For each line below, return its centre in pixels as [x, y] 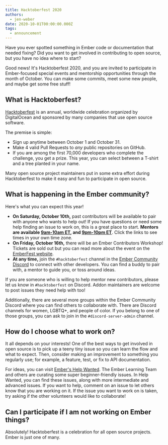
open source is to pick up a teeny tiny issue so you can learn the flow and [81, 349]
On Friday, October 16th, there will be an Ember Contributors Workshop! [88, 243]
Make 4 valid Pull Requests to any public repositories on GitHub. [79, 147]
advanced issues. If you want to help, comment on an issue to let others [80, 386]
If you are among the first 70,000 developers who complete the [78, 153]
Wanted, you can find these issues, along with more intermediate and [77, 380]
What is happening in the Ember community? [77, 194]
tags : [11, 29]
